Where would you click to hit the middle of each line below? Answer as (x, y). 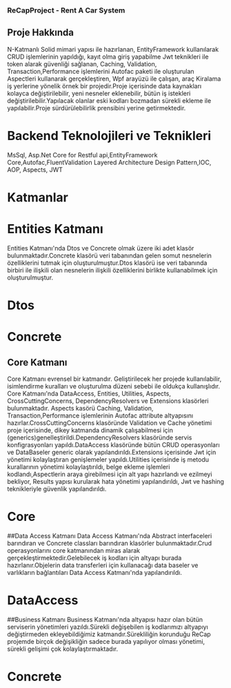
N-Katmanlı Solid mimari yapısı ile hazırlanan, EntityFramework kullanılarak (113, 49)
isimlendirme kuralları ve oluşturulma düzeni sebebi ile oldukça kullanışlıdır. (114, 386)
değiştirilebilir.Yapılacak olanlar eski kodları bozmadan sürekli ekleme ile (109, 100)
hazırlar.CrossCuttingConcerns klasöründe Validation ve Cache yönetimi (110, 422)
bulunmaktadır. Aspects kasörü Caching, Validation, (80, 408)
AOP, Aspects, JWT (35, 169)
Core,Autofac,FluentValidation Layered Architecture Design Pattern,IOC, (109, 162)
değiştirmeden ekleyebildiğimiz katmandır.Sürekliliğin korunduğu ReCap (109, 634)
